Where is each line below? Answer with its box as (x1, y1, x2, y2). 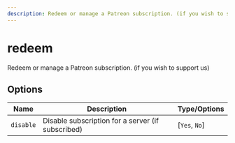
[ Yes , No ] (177, 120, 205, 130)
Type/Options (177, 104, 225, 114)
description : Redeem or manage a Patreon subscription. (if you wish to (7, 10, 224, 17)
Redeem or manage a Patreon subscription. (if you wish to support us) (7, 63, 210, 72)
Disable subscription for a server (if (43, 116, 159, 126)
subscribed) (43, 125, 83, 135)
